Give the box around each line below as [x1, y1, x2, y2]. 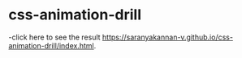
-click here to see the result [8, 32, 101, 42]
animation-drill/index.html [8, 40, 95, 50]
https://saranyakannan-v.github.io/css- [102, 32, 234, 42]
